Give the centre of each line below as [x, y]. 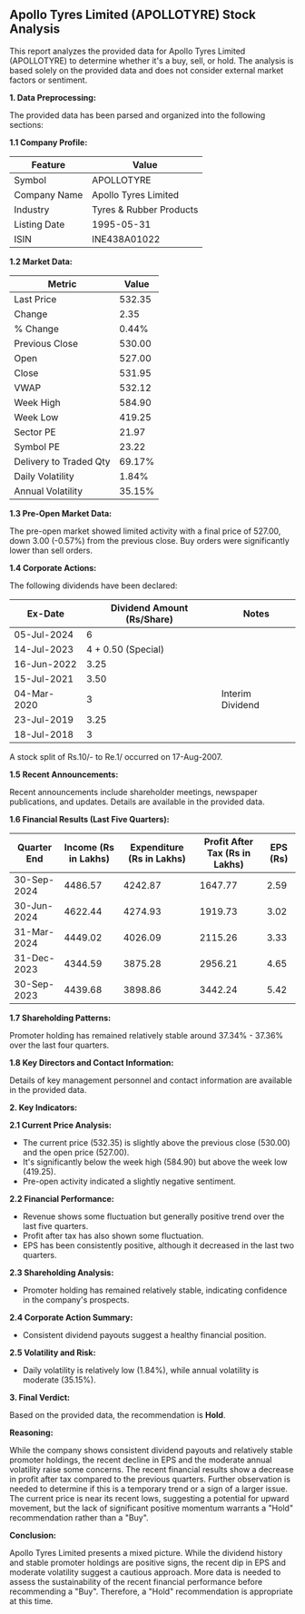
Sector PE [35, 432]
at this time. [31, 1600]
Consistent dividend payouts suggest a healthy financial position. [144, 1334]
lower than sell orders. [51, 550]
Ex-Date [46, 614]
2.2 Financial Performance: [62, 1198]
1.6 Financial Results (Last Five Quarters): [89, 819]
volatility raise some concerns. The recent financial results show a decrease [152, 1469]
